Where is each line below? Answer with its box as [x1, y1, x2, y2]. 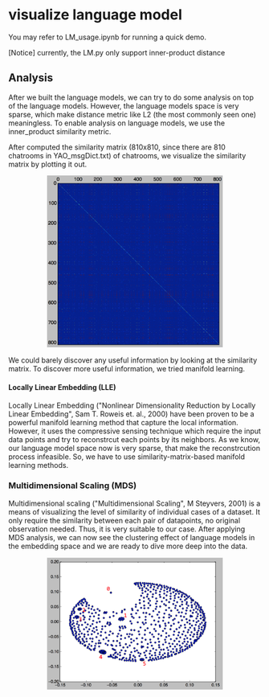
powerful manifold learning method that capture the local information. [8, 417, 238, 427]
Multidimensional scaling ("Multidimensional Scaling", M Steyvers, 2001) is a [8, 498, 261, 508]
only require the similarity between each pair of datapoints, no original [8, 515, 241, 525]
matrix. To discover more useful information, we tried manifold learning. [8, 364, 246, 374]
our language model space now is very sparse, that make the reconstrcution [8, 443, 261, 453]
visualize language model [8, 6, 183, 24]
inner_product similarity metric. [8, 126, 112, 136]
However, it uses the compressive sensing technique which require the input [8, 426, 261, 436]
